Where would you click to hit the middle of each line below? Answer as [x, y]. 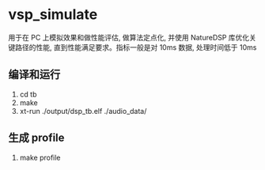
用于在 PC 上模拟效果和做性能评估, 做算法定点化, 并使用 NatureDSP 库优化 [129, 37]
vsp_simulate [53, 15]
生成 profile [36, 138]
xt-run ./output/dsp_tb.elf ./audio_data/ [83, 111]
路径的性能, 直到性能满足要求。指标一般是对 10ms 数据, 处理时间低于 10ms [136, 47]
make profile [40, 157]
